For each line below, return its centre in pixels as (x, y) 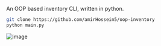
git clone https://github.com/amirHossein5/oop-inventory (80, 20)
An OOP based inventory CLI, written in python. (65, 9)
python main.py (25, 25)
